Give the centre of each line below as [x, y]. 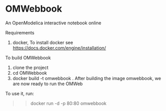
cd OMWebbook [30, 73]
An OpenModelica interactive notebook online [53, 23]
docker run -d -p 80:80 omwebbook [68, 103]
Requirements [20, 32]
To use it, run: [20, 93]
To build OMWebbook [28, 58]
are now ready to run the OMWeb [48, 84]
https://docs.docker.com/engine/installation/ [59, 48]
